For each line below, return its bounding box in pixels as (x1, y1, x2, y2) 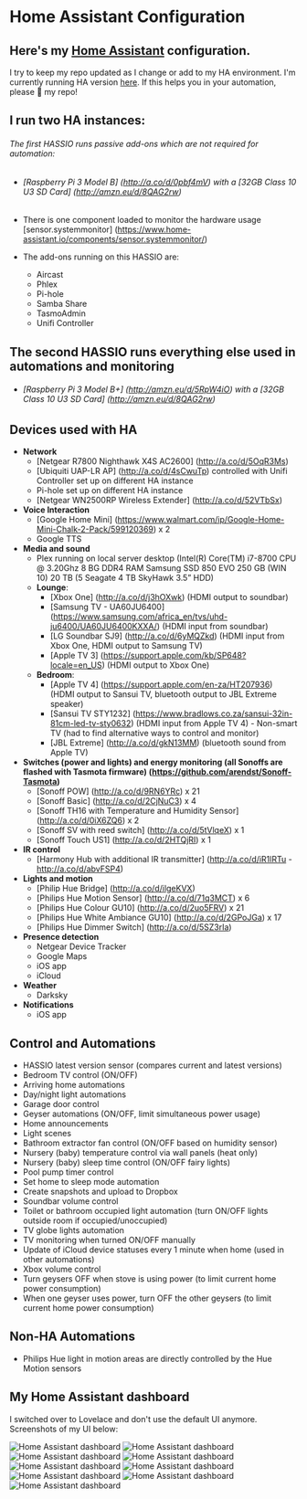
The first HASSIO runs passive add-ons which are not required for (9, 138, 259, 149)
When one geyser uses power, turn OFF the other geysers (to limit (22, 1293, 272, 1304)
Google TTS (36, 533, 82, 544)
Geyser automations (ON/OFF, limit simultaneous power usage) (22, 1108, 261, 1120)
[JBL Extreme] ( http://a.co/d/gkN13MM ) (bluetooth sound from (49, 737, 286, 748)
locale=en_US (49, 660, 102, 670)
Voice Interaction (22, 504, 90, 515)
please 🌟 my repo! (9, 87, 78, 97)
